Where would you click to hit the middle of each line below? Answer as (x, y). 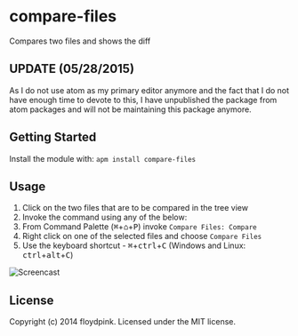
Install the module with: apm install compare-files (103, 158)
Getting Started (53, 137)
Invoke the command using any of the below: (105, 217)
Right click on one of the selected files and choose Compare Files (142, 236)
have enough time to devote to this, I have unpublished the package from (143, 100)
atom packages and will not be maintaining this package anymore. (130, 109)
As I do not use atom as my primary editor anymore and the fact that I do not (149, 90)
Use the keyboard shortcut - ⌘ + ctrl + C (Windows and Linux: (134, 245)
